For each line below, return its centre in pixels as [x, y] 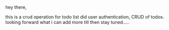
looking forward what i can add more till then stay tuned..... [67, 22]
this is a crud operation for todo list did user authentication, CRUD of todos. [85, 17]
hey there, [16, 7]
